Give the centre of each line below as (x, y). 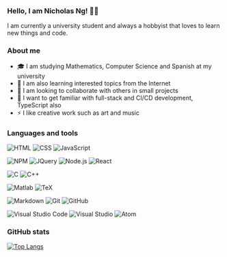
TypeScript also (39, 105)
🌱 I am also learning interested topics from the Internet (94, 83)
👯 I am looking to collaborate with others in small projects (98, 90)
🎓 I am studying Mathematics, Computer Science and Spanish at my (114, 66)
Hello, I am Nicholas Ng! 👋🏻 (53, 11)
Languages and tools (43, 133)
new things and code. (38, 33)
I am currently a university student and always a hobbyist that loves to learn (113, 26)
